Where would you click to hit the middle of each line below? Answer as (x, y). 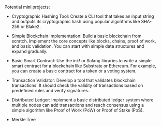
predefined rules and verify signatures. (50, 91)
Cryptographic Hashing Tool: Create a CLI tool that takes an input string (83, 16)
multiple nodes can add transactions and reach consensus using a (78, 105)
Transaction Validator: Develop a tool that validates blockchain (73, 80)
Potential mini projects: (27, 7)
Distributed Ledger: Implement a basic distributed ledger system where (82, 100)
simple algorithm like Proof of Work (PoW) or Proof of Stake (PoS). (78, 110)
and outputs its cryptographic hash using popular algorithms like (76, 21)
